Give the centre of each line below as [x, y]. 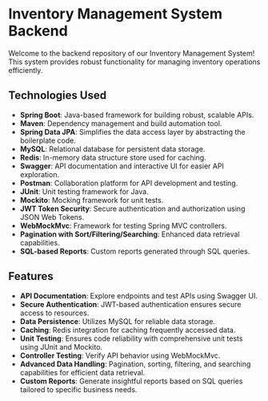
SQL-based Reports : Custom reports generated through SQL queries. [135, 251]
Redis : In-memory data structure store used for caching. [113, 157]
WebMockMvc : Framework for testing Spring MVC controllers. [123, 225]
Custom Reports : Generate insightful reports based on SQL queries [131, 381]
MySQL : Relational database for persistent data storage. [112, 148]
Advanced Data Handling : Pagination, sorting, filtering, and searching [135, 364]
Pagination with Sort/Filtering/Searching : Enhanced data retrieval [130, 234]
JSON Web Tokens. [52, 217]
